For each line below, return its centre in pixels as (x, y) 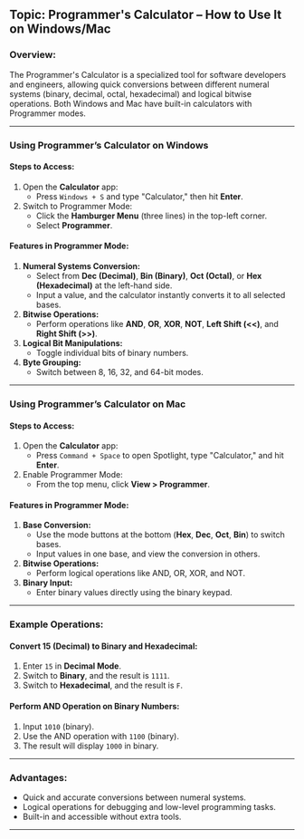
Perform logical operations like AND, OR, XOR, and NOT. (141, 574)
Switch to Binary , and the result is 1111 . (96, 676)
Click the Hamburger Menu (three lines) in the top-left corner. (152, 216)
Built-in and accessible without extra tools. (102, 816)
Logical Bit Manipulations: (72, 343)
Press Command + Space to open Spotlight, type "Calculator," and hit (160, 456)
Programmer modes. (47, 113)
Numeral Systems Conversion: (81, 266)
